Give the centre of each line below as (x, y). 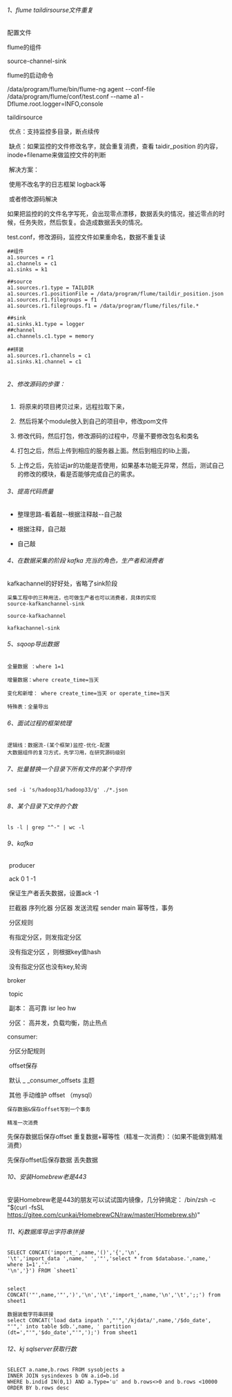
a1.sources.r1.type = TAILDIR (51, 288)
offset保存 (23, 1066)
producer (22, 865)
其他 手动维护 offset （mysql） (52, 1095)
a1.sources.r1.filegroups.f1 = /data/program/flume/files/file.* (103, 306)
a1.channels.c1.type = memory (51, 336)
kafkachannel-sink (33, 628)
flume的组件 (25, 47)
